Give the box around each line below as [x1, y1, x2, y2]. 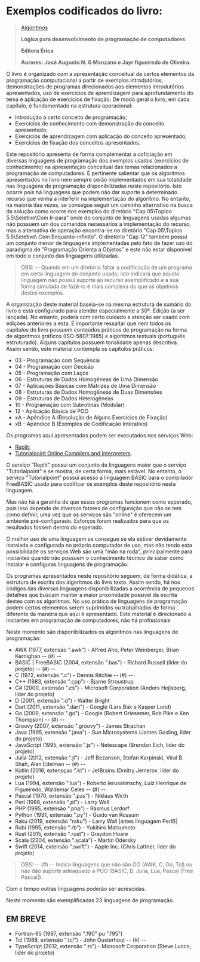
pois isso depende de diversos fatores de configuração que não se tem [6, 504, 182, 511]
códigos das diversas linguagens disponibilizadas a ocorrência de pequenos [6, 584, 195, 592]
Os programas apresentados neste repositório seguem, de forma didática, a [6, 572, 193, 579]
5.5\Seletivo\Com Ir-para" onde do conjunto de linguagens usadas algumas [6, 214, 191, 221]
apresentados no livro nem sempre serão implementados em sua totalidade [6, 176, 192, 183]
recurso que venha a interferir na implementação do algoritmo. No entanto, [6, 195, 191, 202]
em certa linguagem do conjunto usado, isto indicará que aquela [20, 270, 180, 277]
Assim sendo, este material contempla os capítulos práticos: [6, 345, 155, 352]
